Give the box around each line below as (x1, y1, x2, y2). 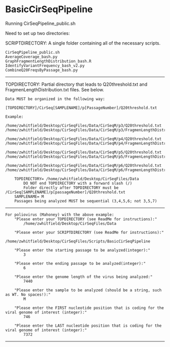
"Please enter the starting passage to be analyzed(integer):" (14, 248, 151, 253)
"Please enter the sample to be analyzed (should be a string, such (14, 288, 162, 293)
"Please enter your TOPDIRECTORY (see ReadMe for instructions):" (14, 217, 157, 222)
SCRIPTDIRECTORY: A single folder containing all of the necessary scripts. (5, 40, 161, 46)
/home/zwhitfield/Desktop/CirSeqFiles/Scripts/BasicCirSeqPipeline (5, 238, 151, 244)
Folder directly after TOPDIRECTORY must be (23, 185, 119, 190)
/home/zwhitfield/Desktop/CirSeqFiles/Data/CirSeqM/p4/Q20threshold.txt (5, 136, 162, 142)
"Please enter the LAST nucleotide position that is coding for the (14, 323, 162, 328)
